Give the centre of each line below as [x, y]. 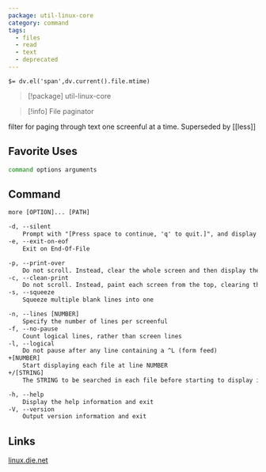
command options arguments [53, 170]
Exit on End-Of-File [56, 249]
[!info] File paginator [61, 111]
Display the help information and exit [88, 402]
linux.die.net [28, 460]
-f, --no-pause [33, 329]
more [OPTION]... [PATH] [49, 213]
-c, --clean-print [38, 278]
